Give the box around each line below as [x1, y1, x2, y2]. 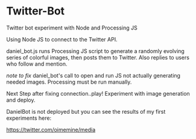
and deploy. [6, 96, 36, 103]
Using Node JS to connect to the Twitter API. [6, 36, 118, 43]
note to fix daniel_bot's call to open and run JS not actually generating [6, 72, 181, 79]
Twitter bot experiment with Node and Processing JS [6, 24, 138, 31]
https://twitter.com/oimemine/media [6, 126, 96, 133]
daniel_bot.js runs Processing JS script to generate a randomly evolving [6, 47, 185, 55]
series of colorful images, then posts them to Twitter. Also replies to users [6, 54, 190, 61]
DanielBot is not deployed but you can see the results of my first [6, 108, 166, 115]
